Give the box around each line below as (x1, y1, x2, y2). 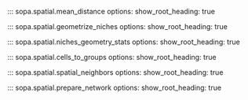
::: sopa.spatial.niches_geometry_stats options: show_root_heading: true (7, 37, 240, 46)
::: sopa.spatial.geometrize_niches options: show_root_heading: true (7, 22, 228, 31)
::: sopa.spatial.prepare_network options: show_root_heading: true (7, 83, 221, 92)
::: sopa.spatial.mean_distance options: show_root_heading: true (7, 7, 215, 16)
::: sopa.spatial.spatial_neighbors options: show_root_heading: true (7, 68, 224, 77)
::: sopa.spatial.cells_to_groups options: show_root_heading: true (7, 53, 217, 61)
